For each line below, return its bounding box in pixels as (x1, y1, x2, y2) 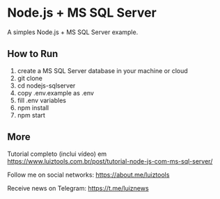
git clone (17, 74, 43, 82)
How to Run (7, 48, 58, 60)
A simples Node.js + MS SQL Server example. (7, 28, 139, 36)
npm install (17, 103, 49, 112)
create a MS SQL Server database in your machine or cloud (17, 66, 188, 74)
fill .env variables (17, 96, 66, 104)
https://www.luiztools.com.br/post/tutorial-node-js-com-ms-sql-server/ (7, 157, 213, 165)
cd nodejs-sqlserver (17, 81, 76, 90)
